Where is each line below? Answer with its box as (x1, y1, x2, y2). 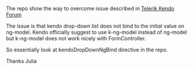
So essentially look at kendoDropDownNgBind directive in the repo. (6, 46, 168, 53)
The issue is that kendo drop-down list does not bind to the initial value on (6, 23, 185, 29)
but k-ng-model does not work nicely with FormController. (6, 35, 146, 42)
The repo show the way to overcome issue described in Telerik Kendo (6, 5, 174, 12)
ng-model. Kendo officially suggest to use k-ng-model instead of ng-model (6, 29, 187, 36)
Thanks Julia (6, 58, 37, 64)
